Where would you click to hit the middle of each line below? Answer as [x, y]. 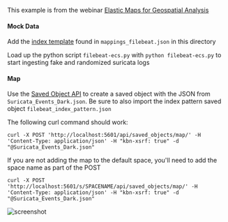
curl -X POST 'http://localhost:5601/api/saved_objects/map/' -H [104, 135]
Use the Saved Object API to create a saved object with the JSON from [109, 94]
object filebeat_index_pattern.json [59, 109]
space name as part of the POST [54, 168]
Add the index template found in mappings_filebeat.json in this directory [112, 42]
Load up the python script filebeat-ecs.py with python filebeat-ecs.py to [114, 55]
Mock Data [23, 26]
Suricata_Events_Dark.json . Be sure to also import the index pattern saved [114, 101]
